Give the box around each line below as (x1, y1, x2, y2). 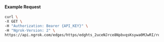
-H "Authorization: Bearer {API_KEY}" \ (4, 23, 89, 28)
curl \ (4, 14, 18, 19)
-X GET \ (4, 19, 23, 24)
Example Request (4, 4, 41, 10)
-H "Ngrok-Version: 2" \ (4, 28, 55, 33)
